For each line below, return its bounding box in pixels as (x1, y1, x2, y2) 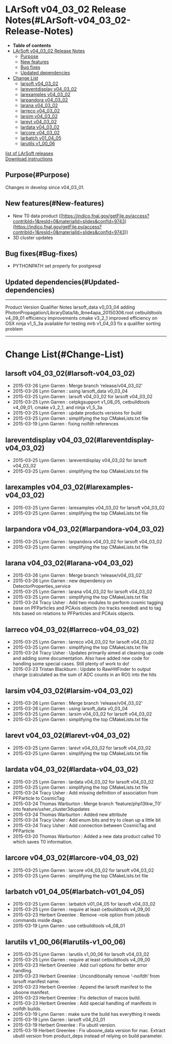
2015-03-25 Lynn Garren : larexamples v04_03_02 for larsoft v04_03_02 (12, 504, 165, 510)
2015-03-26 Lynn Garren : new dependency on (12, 578, 113, 584)
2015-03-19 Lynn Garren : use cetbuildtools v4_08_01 (12, 923, 125, 929)
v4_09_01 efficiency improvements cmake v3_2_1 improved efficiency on (5, 315, 158, 321)
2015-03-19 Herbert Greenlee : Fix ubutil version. (12, 1022, 117, 1028)
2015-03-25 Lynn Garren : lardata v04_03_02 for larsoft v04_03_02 (12, 779, 154, 785)
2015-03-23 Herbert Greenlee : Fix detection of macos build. (12, 995, 141, 1001)
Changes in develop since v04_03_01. (5, 184, 85, 190)
